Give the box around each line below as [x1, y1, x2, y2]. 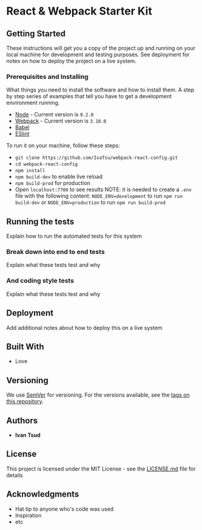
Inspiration [15, 511, 42, 519]
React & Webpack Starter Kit [6, 4, 152, 18]
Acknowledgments [6, 489, 80, 500]
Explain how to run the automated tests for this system [6, 232, 142, 240]
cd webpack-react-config [15, 161, 78, 167]
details [6, 471, 23, 478]
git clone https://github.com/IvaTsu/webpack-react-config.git [15, 155, 178, 161]
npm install [15, 168, 45, 174]
